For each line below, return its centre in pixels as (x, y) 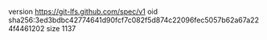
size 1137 (61, 28)
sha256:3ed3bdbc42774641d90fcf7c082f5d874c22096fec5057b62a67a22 (134, 20)
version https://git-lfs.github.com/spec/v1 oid (83, 12)
